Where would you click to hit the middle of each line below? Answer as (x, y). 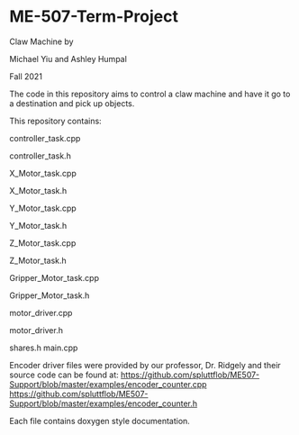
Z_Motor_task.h (38, 260)
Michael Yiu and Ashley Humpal (68, 59)
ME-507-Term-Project (94, 17)
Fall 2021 (26, 76)
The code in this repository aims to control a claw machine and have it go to (150, 94)
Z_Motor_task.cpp (43, 243)
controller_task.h (41, 156)
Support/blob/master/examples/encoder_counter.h (104, 403)
